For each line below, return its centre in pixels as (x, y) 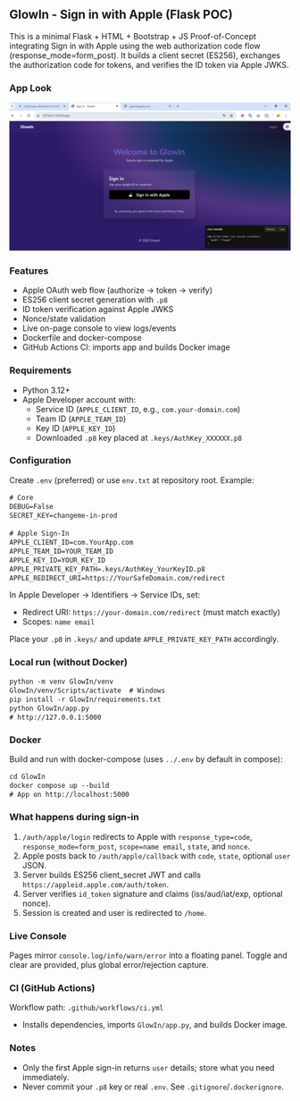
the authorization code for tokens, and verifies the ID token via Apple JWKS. (149, 64)
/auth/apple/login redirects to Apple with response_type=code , (137, 836)
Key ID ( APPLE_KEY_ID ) (75, 428)
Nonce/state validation (64, 319)
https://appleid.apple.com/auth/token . (96, 884)
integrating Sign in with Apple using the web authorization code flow (135, 46)
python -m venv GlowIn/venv (62, 682)
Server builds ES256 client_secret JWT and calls (111, 875)
